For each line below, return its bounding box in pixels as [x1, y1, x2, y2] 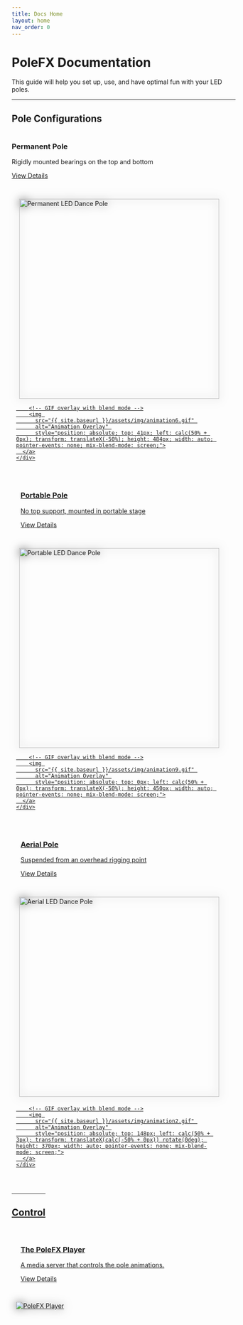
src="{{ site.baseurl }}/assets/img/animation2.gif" [35, 1117, 195, 1125]
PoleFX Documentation [11, 54, 151, 70]
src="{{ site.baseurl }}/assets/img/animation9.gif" [35, 766, 195, 773]
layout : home [11, 17, 50, 24]
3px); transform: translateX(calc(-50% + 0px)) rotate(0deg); [16, 1137, 205, 1144]
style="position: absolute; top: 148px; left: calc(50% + [35, 1130, 210, 1137]
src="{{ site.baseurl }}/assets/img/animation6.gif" [35, 417, 195, 424]
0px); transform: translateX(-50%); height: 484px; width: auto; [16, 436, 214, 443]
